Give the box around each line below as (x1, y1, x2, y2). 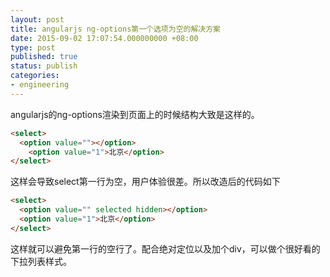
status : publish (10, 61, 78, 71)
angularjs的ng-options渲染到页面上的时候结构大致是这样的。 (10, 108, 260, 120)
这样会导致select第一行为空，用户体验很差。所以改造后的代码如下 (10, 176, 281, 188)
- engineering (10, 80, 70, 90)
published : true (10, 52, 78, 62)
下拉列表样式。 (10, 255, 72, 267)
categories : (10, 71, 60, 81)
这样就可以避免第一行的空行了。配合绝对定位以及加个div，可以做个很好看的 (10, 242, 321, 255)
